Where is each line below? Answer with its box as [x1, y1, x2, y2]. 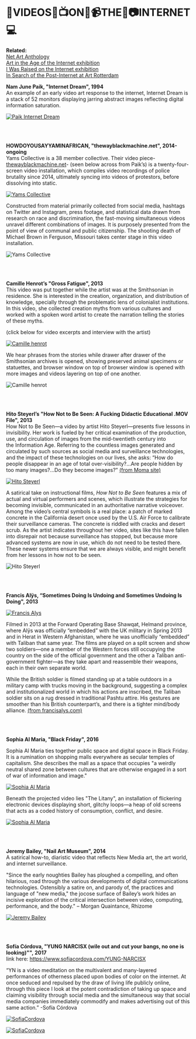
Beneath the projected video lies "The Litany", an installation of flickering [6, 794, 182, 802]
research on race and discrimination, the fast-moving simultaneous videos [6, 215, 185, 222]
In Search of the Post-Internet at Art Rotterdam [6, 72, 119, 79]
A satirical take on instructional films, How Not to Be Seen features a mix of [6, 489, 187, 496]
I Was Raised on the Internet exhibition [6, 65, 99, 72]
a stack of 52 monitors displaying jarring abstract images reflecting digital [6, 96, 184, 103]
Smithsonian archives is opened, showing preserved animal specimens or [6, 357, 184, 365]
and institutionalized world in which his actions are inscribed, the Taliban [6, 688, 181, 695]
